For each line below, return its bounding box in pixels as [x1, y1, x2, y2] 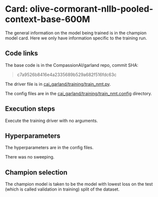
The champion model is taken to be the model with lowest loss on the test [5, 181, 153, 187]
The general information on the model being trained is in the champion [5, 30, 147, 36]
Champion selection [5, 168, 67, 177]
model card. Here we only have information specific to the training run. [5, 35, 147, 41]
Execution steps [5, 105, 55, 113]
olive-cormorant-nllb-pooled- [30, 3, 154, 15]
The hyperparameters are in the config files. [5, 145, 94, 151]
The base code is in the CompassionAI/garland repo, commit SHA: [5, 62, 138, 68]
